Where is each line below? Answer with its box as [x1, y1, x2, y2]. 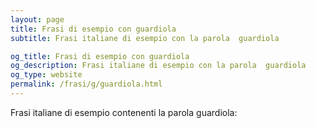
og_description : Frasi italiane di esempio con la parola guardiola [10, 61, 307, 71]
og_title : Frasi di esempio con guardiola [10, 51, 190, 61]
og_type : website [10, 70, 83, 80]
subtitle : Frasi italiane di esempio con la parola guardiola [10, 33, 280, 43]
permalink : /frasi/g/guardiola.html [10, 79, 163, 90]
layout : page [10, 14, 65, 25]
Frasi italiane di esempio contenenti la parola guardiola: [10, 106, 238, 118]
